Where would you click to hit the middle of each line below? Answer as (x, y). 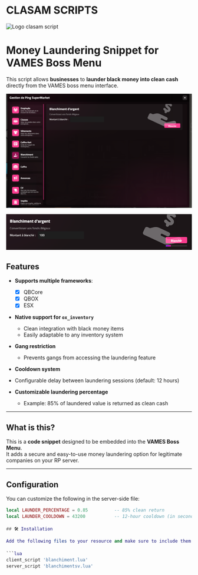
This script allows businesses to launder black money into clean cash (92, 79)
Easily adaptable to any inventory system (73, 335)
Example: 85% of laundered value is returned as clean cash (96, 404)
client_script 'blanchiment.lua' (47, 560)
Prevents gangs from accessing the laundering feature (90, 358)
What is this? (31, 427)
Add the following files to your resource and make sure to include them (99, 541)
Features (23, 267)
